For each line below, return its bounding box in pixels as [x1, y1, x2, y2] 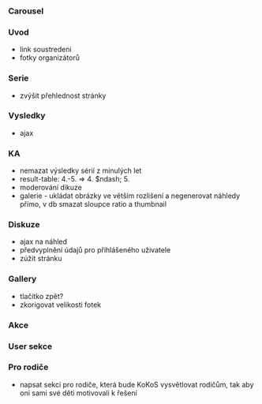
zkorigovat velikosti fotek [19, 300, 102, 309]
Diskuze [8, 219, 40, 230]
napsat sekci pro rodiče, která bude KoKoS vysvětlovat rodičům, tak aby [19, 380, 254, 389]
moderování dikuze [19, 183, 83, 193]
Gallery [8, 274, 37, 285]
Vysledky [8, 110, 46, 122]
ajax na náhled [19, 237, 68, 246]
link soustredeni [19, 45, 73, 54]
